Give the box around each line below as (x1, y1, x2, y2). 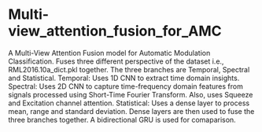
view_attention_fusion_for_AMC (8, 22, 222, 40)
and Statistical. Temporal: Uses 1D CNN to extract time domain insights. (8, 73, 240, 82)
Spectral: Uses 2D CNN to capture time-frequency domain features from (8, 81, 244, 91)
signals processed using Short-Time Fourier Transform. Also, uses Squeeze (8, 90, 253, 99)
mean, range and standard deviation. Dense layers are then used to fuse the (8, 106, 255, 115)
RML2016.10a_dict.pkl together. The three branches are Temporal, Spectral (8, 64, 250, 74)
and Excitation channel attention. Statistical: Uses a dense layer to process (8, 98, 250, 108)
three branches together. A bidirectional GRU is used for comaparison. (8, 115, 236, 124)
